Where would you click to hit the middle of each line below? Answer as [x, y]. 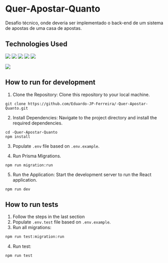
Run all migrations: [32, 228]
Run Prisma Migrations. [37, 156]
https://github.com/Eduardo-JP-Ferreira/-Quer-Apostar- [88, 104]
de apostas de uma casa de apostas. [44, 28]
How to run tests [32, 205]
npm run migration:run [29, 165]
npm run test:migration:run [35, 237]
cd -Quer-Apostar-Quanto [31, 132]
